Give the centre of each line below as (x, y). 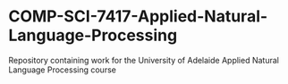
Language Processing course (63, 70)
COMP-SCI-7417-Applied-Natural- (138, 17)
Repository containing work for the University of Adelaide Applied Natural (144, 60)
